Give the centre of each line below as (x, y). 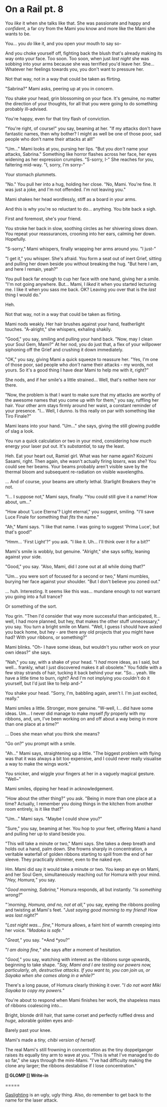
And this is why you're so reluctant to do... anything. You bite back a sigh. (81, 209)
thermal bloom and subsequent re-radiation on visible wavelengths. (75, 472)
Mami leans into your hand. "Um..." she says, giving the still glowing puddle (83, 426)
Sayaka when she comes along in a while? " (50, 975)
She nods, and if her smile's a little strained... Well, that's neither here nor (80, 380)
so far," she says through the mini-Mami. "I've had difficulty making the (78, 1060)
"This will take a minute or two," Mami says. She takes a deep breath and (80, 843)
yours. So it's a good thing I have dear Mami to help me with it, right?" (77, 370)
